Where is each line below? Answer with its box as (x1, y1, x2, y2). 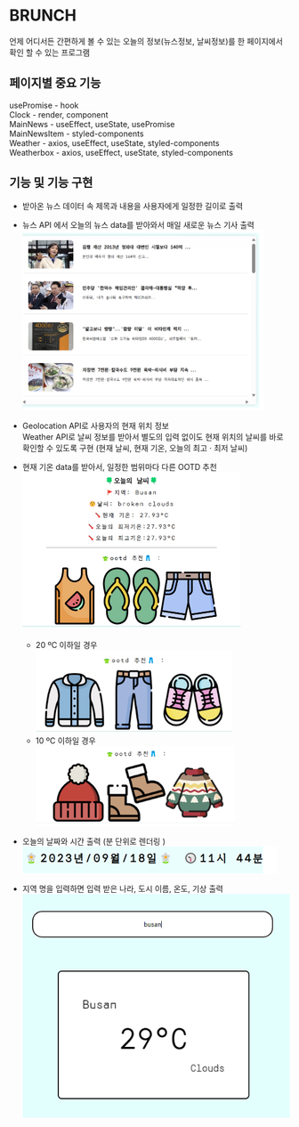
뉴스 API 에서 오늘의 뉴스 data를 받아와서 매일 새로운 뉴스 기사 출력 (21, 219, 255, 230)
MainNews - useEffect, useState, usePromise (9, 118, 175, 129)
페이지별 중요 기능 (9, 76, 101, 91)
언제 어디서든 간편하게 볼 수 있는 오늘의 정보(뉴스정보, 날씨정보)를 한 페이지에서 (9, 36, 283, 46)
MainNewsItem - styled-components (9, 128, 144, 139)
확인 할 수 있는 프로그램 (9, 46, 91, 58)
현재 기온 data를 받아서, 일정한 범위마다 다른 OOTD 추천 (21, 461, 218, 472)
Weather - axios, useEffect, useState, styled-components (9, 137, 220, 148)
